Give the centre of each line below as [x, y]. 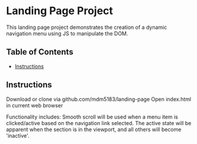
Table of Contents [40, 52]
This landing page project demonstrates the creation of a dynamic [87, 27]
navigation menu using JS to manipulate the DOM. [67, 33]
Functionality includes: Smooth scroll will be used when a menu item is [92, 117]
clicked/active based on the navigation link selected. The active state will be [99, 123]
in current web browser [35, 105]
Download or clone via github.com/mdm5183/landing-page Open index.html [98, 99]
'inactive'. [18, 135]
